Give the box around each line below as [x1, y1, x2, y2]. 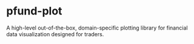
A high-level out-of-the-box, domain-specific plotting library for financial [6, 24, 188, 31]
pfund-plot [6, 4, 62, 18]
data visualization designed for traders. [6, 30, 104, 37]
